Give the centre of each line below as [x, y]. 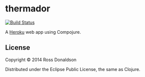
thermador [28, 9]
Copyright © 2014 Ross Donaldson [41, 60]
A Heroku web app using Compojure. [43, 32]
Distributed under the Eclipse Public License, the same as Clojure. [73, 69]
